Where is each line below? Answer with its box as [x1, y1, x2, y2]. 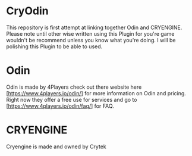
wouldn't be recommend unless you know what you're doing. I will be [6, 36, 176, 43]
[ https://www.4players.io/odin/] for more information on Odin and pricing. [6, 89, 186, 96]
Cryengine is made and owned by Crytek [6, 143, 106, 150]
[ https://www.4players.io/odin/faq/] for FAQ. [6, 102, 114, 110]
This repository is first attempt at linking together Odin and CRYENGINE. [6, 24, 182, 31]
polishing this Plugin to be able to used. [6, 43, 103, 50]
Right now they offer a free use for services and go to [6, 96, 137, 103]
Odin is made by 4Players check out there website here [6, 83, 142, 91]
